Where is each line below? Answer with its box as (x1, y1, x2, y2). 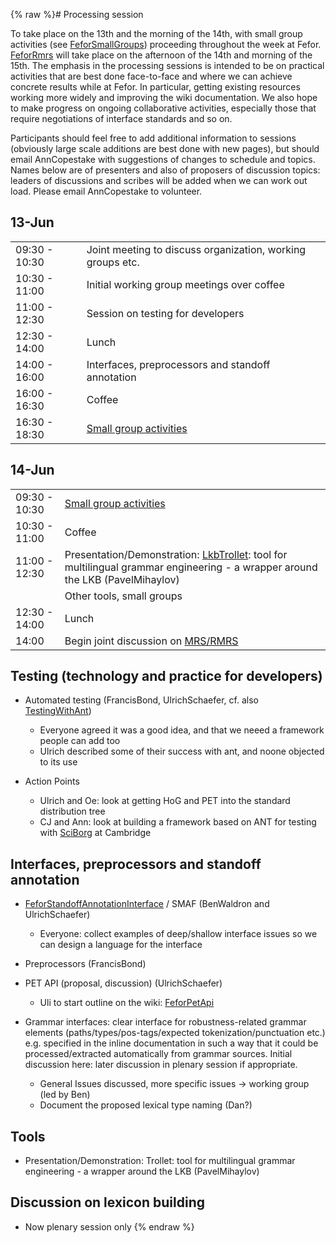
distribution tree (39, 805, 106, 818)
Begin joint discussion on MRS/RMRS (64, 634, 239, 648)
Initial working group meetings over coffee (86, 277, 285, 291)
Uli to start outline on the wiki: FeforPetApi (39, 997, 215, 1009)
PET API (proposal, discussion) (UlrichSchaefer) (24, 977, 223, 989)
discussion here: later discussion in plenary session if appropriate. (24, 1059, 298, 1071)
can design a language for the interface (39, 939, 203, 951)
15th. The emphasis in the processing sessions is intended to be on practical (10, 60, 325, 71)
